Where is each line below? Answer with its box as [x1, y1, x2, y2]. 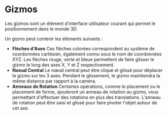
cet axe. [12, 105, 29, 111]
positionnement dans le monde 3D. [5, 25, 78, 32]
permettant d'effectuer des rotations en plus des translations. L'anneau [12, 94, 161, 100]
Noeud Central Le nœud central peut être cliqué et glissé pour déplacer [12, 67, 163, 73]
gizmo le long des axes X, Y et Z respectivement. [12, 62, 115, 68]
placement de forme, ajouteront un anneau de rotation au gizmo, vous [12, 89, 158, 95]
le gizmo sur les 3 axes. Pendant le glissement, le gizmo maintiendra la [12, 72, 160, 78]
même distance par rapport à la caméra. [12, 78, 96, 84]
